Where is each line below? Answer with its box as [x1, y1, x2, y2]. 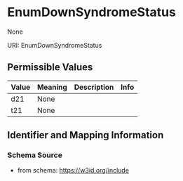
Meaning [37, 82, 68, 92]
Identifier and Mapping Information [7, 129, 164, 141]
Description [74, 82, 114, 92]
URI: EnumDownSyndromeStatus [7, 41, 102, 49]
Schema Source [7, 150, 63, 160]
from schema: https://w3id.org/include [17, 166, 130, 175]
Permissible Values [7, 61, 93, 74]
